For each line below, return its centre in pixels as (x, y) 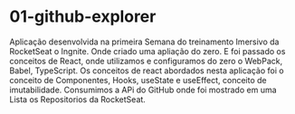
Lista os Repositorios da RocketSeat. (78, 99)
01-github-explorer (83, 17)
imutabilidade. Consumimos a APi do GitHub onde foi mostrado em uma (143, 90)
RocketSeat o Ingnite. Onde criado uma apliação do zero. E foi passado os (147, 51)
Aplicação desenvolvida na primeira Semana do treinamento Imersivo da (144, 42)
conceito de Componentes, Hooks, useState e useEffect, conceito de (138, 80)
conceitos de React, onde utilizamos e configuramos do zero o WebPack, (146, 61)
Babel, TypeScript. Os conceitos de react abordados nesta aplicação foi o (147, 71)
